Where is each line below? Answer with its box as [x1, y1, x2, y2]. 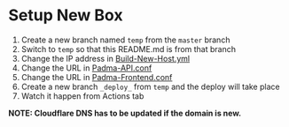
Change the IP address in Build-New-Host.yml [20, 53, 191, 63]
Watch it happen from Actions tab [20, 90, 144, 101]
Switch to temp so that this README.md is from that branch [20, 43, 237, 54]
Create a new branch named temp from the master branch [20, 34, 230, 45]
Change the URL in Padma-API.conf [20, 63, 152, 73]
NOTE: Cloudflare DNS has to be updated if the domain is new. [8, 108, 241, 118]
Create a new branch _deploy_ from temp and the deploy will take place [20, 81, 280, 92]
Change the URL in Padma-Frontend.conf [20, 71, 173, 82]
